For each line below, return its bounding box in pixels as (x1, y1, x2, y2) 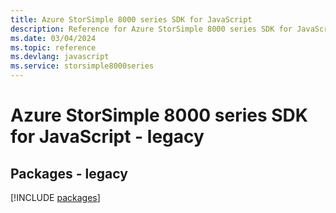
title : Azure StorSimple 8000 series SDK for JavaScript (10, 14, 253, 25)
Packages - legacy (10, 165, 128, 182)
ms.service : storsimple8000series (10, 61, 155, 71)
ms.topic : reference (10, 42, 97, 53)
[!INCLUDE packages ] (10, 192, 101, 203)
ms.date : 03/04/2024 (10, 33, 97, 43)
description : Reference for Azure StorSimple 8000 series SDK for (10, 24, 293, 34)
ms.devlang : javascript (10, 52, 110, 62)
